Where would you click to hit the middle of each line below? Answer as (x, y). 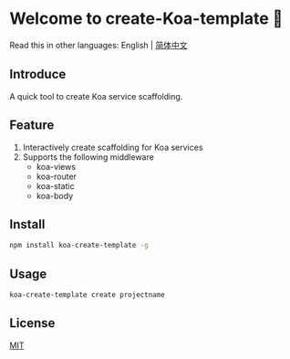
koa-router (57, 176)
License (32, 323)
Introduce (38, 74)
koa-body (55, 195)
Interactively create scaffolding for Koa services (113, 147)
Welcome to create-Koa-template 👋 (146, 19)
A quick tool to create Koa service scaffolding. (96, 96)
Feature (32, 126)
